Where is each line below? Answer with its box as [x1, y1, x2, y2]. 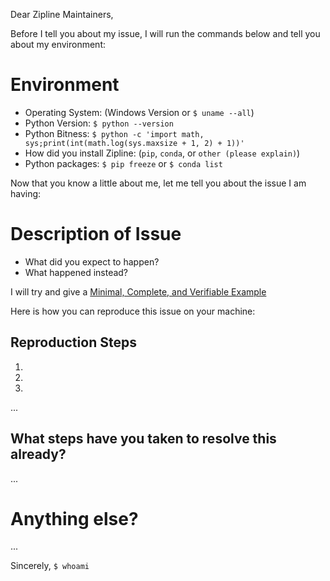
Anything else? [10, 507, 139, 530]
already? [10, 446, 67, 463]
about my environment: [10, 39, 106, 50]
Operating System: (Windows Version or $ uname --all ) [24, 106, 255, 118]
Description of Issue [10, 223, 182, 246]
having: [10, 187, 42, 199]
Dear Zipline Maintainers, [10, 9, 114, 20]
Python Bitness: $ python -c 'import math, [24, 127, 205, 139]
